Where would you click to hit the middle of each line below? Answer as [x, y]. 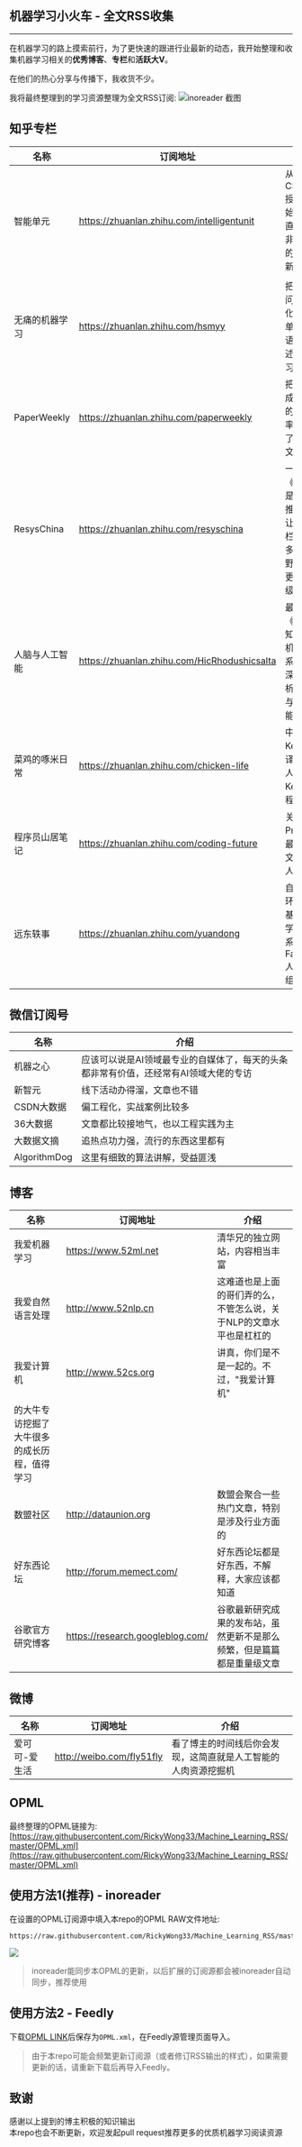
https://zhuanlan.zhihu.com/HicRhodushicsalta [178, 661]
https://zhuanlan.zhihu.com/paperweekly [165, 417]
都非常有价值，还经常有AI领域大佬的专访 [167, 1073]
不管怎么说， [244, 1309]
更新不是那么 [253, 1637]
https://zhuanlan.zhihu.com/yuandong [159, 933]
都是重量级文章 [249, 1664]
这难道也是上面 [249, 1282]
